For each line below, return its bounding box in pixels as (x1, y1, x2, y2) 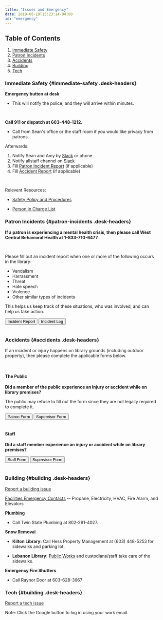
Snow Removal (5, 529, 36, 535)
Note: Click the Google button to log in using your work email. (5, 610, 128, 616)
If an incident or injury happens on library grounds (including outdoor (5, 348, 144, 354)
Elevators (5, 500, 24, 507)
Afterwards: (5, 143, 29, 149)
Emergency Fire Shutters (5, 567, 57, 573)
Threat (12, 278, 26, 284)
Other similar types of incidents (12, 294, 75, 300)
